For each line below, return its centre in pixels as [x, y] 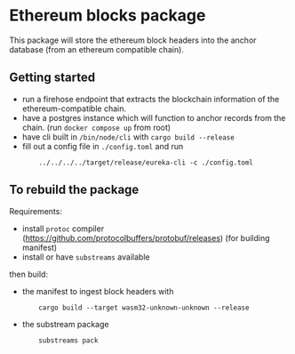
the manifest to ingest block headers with [98, 291]
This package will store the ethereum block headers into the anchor [133, 40]
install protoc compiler [63, 229]
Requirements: [36, 211]
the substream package [65, 324]
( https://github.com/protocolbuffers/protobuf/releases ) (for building [146, 237]
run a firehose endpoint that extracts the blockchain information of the [151, 99]
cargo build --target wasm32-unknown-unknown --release [144, 308]
